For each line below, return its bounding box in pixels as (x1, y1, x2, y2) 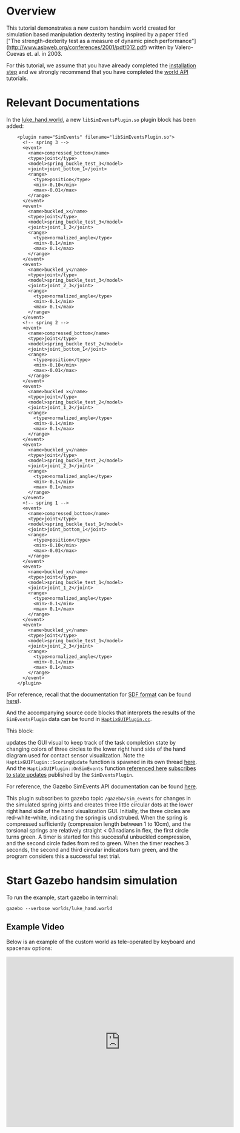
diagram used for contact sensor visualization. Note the (6, 751, 145, 759)
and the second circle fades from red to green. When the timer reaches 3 (6, 839, 189, 846)
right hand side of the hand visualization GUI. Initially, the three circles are (6, 807, 191, 814)
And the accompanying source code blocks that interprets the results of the (6, 709, 196, 716)
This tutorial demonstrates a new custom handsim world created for (6, 24, 176, 32)
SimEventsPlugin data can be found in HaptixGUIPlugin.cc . (6, 715, 152, 722)
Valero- (175, 44, 194, 51)
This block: (6, 727, 35, 734)
